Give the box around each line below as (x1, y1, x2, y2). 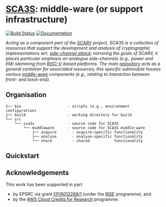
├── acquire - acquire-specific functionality (32, 130, 143, 135)
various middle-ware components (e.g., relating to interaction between (5, 71, 150, 77)
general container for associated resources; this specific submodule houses (5, 66, 161, 72)
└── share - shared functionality (32, 138, 143, 143)
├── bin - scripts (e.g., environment (5, 103, 130, 109)
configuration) (5, 108, 37, 113)
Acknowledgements (5, 169, 69, 177)
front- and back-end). (5, 76, 50, 82)
